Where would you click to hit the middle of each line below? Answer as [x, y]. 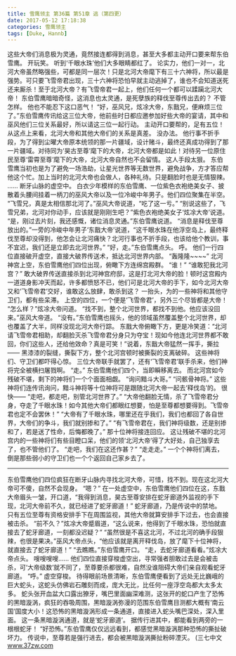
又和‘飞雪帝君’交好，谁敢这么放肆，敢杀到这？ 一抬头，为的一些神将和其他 [114, 291]
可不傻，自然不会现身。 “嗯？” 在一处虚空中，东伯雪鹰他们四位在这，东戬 [119, 488]
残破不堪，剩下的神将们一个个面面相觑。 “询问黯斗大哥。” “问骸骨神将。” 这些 [117, 379]
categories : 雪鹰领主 [37, 27]
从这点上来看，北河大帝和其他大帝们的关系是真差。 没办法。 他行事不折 [111, 133]
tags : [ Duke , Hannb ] [38, 33]
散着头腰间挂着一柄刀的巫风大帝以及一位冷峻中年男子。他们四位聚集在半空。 [118, 195]
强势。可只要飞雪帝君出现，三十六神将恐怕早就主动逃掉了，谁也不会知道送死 [118, 81]
